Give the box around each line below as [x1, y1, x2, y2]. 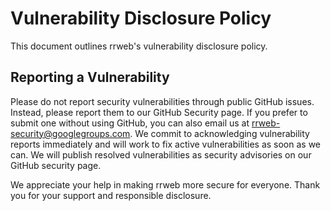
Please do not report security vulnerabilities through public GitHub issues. [10, 95, 315, 107]
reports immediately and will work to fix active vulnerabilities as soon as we [10, 138, 322, 150]
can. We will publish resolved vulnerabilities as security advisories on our [10, 148, 312, 161]
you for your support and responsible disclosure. [10, 189, 212, 201]
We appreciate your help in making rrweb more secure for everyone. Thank [10, 178, 321, 191]
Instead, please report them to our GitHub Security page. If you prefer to [10, 106, 308, 118]
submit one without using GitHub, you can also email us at [10, 117, 250, 129]
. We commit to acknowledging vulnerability [129, 127, 310, 139]
